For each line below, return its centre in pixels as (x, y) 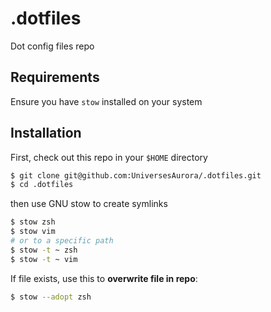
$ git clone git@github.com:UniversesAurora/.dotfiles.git (136, 175)
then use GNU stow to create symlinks (89, 204)
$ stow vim (33, 232)
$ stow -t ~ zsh (44, 250)
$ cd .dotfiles (42, 185)
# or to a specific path (62, 241)
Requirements (55, 77)
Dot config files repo (52, 46)
